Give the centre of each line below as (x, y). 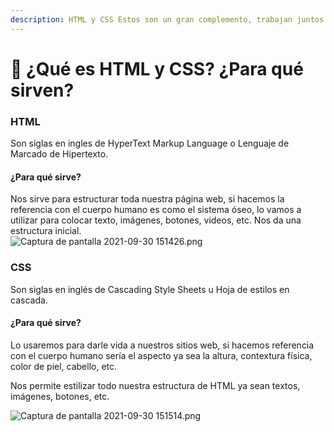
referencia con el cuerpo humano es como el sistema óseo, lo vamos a (156, 210)
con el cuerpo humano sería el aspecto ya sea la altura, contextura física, (161, 355)
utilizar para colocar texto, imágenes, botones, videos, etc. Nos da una (156, 220)
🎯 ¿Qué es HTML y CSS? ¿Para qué (157, 68)
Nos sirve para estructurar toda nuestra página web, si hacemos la (147, 199)
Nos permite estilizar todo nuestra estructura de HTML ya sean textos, (155, 385)
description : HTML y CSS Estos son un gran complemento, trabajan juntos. (169, 19)
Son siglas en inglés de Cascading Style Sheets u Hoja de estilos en (150, 289)
